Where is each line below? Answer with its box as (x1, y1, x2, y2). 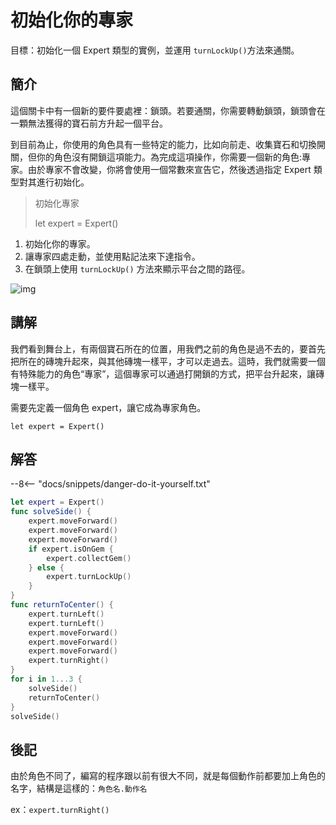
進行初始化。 (36, 176, 90, 188)
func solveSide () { (10, 507, 92, 517)
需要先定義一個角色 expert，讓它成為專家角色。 (10, 401, 207, 413)
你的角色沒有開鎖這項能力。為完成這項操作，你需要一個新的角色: (36, 151, 303, 163)
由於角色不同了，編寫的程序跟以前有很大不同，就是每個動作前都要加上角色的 (10, 770, 326, 782)
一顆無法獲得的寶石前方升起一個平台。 (10, 117, 168, 129)
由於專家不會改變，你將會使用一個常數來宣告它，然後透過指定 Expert (27, 163, 312, 175)
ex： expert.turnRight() (10, 804, 110, 816)
